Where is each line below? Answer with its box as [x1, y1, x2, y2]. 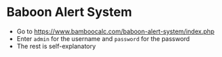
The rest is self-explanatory [16, 42, 96, 50]
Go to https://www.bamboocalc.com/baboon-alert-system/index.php [16, 27, 215, 35]
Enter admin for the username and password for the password [16, 34, 190, 42]
